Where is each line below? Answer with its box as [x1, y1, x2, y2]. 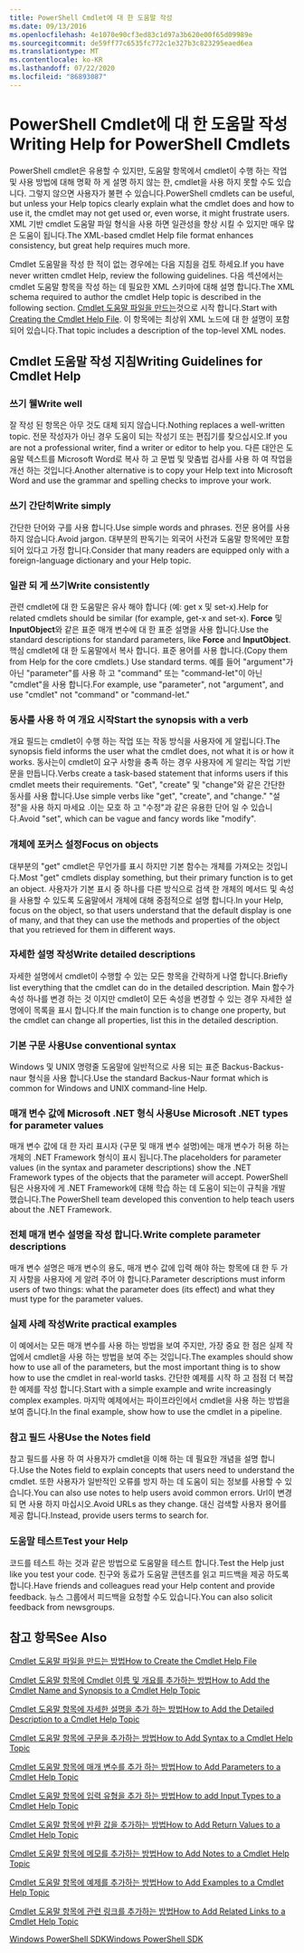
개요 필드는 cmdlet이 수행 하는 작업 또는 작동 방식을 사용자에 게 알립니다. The [9, 736, 280, 747]
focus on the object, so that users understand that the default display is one [9, 904, 292, 915]
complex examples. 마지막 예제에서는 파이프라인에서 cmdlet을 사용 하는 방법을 [9, 1395, 290, 1406]
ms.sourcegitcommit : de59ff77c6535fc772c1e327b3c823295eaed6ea [9, 38, 253, 48]
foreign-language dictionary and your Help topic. [9, 555, 192, 566]
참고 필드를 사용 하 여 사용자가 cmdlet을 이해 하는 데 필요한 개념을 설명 [9, 1454, 259, 1465]
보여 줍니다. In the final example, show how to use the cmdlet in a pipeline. [9, 1407, 282, 1417]
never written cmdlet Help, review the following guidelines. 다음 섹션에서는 [9, 269, 284, 281]
